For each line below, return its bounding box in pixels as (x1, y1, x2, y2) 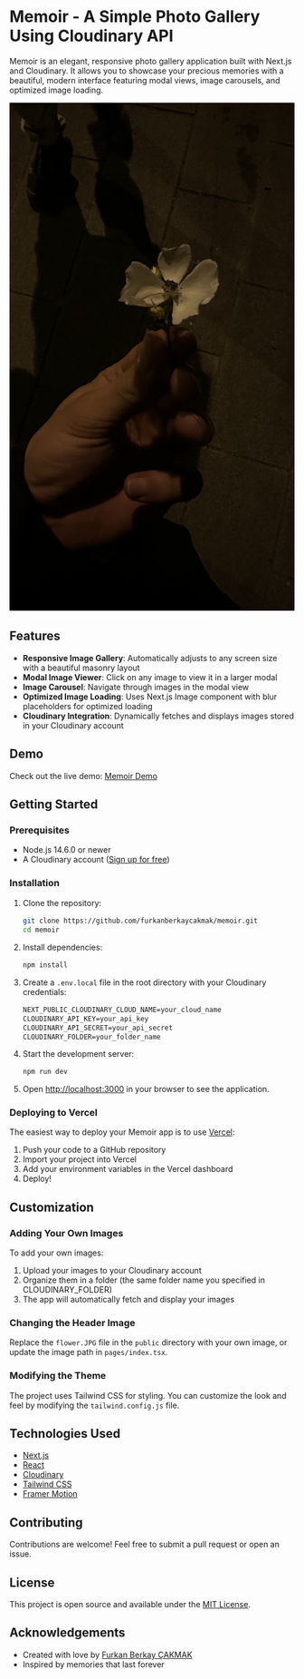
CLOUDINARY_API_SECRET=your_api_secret (22, 1023, 174, 1033)
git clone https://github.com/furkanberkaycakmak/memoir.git (22, 916, 259, 925)
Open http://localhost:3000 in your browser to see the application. (22, 1084, 270, 1095)
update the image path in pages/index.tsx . (9, 1347, 168, 1358)
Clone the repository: (22, 897, 102, 908)
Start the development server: (22, 1049, 135, 1059)
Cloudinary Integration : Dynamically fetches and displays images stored (22, 710, 294, 721)
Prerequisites (9, 824, 70, 836)
